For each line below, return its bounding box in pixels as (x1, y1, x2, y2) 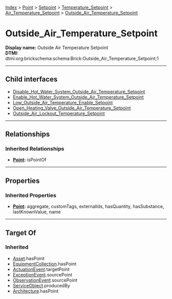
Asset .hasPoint (12, 255, 45, 261)
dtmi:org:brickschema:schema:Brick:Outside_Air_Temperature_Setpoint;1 (5, 55, 159, 61)
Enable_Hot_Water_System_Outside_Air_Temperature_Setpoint (12, 94, 144, 100)
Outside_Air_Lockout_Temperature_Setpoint (12, 110, 105, 117)
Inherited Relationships (5, 145, 64, 152)
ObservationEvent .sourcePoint (12, 277, 78, 283)
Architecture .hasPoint (12, 288, 59, 294)
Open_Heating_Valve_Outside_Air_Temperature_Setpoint (12, 105, 131, 111)
